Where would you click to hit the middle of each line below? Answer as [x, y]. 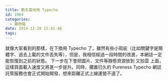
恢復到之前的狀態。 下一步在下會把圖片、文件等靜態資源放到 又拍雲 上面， [87, 61]
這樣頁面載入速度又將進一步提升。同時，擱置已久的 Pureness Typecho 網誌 [83, 67]
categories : [18, 19]
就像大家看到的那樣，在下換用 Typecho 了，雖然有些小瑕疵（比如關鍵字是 [82, 48]
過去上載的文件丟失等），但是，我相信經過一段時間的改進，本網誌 [86, 54]
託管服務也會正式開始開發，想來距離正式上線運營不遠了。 [65, 73]
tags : [11, 33]
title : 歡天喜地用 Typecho [32, 10]
